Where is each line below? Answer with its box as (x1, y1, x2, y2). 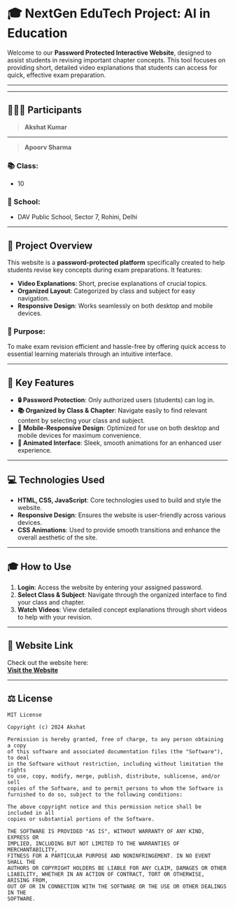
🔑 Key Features (7, 376, 75, 389)
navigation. (17, 294, 50, 303)
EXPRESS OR (7, 834, 39, 841)
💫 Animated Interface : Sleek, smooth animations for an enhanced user (17, 439, 222, 447)
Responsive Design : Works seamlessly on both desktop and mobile (17, 302, 213, 310)
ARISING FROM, (7, 876, 49, 883)
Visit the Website (7, 666, 58, 674)
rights (7, 766, 27, 773)
